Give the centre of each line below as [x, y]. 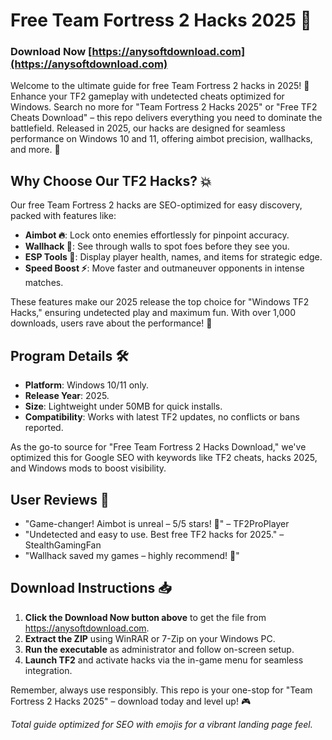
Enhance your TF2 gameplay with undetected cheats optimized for [147, 96]
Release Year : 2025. [67, 396]
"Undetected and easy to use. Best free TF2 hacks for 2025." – [154, 534]
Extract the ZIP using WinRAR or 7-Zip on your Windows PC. [150, 638]
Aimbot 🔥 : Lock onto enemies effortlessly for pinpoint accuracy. [157, 235]
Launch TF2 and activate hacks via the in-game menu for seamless [164, 660]
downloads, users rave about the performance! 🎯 [111, 323]
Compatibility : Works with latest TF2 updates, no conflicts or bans [162, 417]
